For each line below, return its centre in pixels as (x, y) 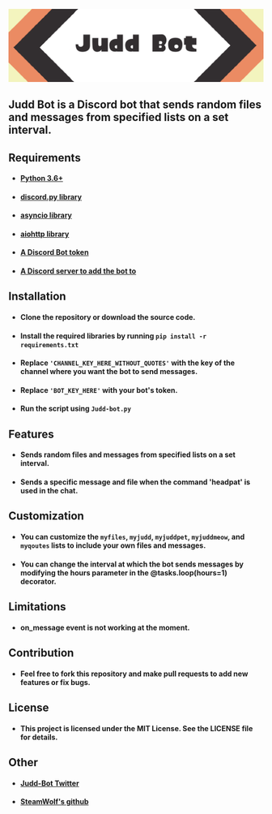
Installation (37, 297)
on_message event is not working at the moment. (105, 627)
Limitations (37, 607)
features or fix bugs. (55, 682)
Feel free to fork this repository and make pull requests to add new (134, 674)
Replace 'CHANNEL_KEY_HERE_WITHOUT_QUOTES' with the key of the (127, 363)
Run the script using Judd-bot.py (76, 409)
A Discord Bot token (54, 252)
